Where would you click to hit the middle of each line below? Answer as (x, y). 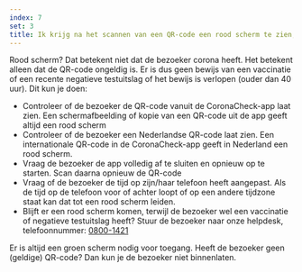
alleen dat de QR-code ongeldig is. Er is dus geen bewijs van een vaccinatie (150, 69)
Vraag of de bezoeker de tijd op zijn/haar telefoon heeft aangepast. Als (154, 183)
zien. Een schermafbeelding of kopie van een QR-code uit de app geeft (155, 116)
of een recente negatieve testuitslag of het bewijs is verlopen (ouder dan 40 (150, 79)
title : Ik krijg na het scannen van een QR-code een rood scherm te (141, 34)
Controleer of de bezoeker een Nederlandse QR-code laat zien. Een (148, 135)
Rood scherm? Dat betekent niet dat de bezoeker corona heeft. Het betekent (151, 60)
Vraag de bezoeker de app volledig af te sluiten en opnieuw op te (144, 164)
